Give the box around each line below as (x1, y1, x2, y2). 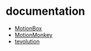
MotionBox (14, 25, 42, 32)
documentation (5, 4, 86, 18)
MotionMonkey (14, 31, 53, 38)
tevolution (14, 37, 40, 45)
